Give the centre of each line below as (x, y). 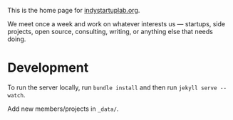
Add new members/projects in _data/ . (63, 109)
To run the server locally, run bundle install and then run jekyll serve (112, 87)
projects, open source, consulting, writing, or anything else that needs (110, 32)
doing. (17, 39)
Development (48, 68)
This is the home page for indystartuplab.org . (74, 10)
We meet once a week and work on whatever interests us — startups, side (116, 24)
